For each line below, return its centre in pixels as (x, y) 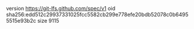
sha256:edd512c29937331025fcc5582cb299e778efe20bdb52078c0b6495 (97, 14)
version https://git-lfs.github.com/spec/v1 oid (61, 8)
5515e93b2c (21, 21)
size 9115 (48, 21)
